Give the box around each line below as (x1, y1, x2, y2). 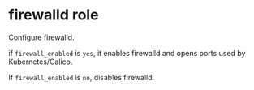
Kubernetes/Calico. (8, 57, 73, 66)
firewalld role (8, 6, 99, 24)
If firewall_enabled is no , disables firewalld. (8, 72, 155, 82)
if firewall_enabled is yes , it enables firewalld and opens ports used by (8, 48, 246, 58)
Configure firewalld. (8, 32, 75, 42)
